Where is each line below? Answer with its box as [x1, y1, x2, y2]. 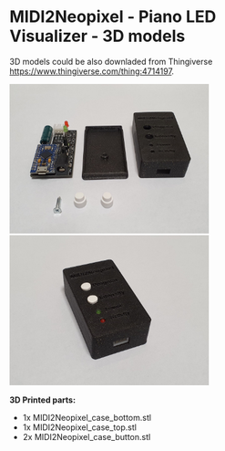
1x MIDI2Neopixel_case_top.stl [22, 422, 137, 433]
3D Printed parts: [9, 394, 76, 405]
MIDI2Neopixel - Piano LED [9, 6, 217, 27]
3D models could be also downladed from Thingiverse [9, 56, 213, 67]
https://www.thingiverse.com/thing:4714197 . [9, 66, 175, 77]
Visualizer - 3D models [9, 26, 186, 47]
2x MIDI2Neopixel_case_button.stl [22, 431, 151, 442]
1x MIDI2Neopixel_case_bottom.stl [22, 412, 152, 423]
